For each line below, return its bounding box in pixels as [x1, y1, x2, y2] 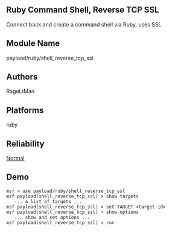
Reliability [6, 139, 45, 149]
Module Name [6, 39, 60, 49]
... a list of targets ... [14, 198, 83, 204]
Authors [6, 72, 38, 82]
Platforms [6, 105, 44, 115]
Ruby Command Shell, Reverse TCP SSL [6, 5, 159, 15]
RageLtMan [6, 87, 35, 95]
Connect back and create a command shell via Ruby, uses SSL [6, 20, 162, 28]
